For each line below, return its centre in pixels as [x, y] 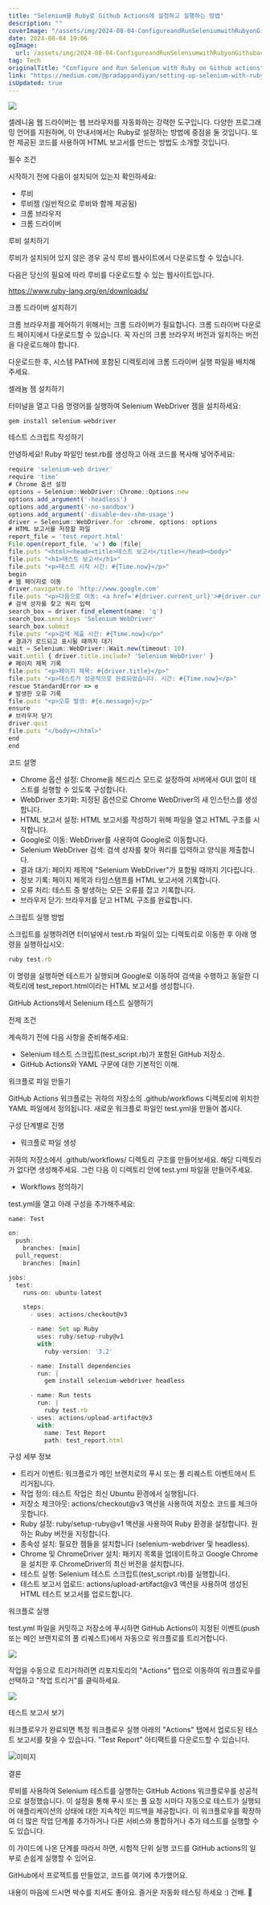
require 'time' [34, 477]
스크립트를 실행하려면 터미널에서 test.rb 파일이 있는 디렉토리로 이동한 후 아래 [129, 934]
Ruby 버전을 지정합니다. [72, 1534]
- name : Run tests [60, 1396]
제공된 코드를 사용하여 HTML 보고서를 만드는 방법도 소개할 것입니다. [123, 142]
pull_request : [39, 1256]
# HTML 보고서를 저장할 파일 [49, 529]
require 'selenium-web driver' [61, 470]
